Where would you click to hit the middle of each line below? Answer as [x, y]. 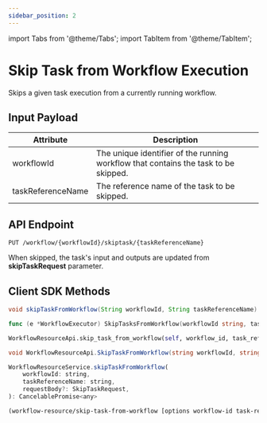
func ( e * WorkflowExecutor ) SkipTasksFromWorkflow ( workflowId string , [128, 323]
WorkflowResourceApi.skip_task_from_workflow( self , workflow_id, [118, 338]
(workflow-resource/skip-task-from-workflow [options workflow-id [120, 411]
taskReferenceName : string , [69, 382]
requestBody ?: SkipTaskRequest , [76, 390]
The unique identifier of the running [163, 154]
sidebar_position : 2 [43, 16]
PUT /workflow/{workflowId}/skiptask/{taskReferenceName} [106, 243]
